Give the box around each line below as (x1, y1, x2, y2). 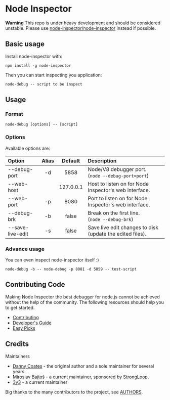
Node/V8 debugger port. (88, 165, 147, 172)
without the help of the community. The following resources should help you (5, 299, 164, 305)
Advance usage (5, 245, 45, 252)
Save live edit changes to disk (88, 224, 158, 231)
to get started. (5, 304, 35, 310)
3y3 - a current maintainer (12, 379, 68, 385)
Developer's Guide (12, 320, 52, 326)
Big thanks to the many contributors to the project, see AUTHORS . (5, 389, 143, 395)
